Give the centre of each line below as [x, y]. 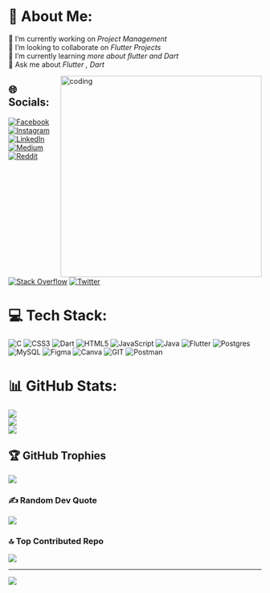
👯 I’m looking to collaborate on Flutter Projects [85, 47]
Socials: [29, 103]
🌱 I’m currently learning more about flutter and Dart [94, 56]
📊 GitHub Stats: [63, 386]
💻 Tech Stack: [58, 315]
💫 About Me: [51, 17]
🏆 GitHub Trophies [57, 456]
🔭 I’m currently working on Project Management [88, 39]
